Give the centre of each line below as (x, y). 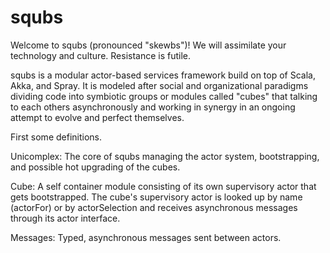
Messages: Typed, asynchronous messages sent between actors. (146, 237)
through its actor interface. (65, 218)
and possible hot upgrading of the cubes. (95, 167)
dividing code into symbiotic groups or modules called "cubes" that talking (164, 96)
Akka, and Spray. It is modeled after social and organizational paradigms (159, 85)
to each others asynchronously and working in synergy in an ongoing (153, 107)
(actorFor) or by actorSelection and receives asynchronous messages (154, 207)
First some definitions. (56, 137)
